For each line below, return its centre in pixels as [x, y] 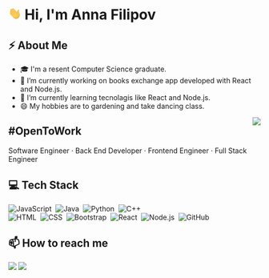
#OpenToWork [45, 131]
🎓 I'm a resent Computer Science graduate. [93, 69]
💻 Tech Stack [44, 185]
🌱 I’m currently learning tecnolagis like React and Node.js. [115, 97]
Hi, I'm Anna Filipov [90, 15]
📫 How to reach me [58, 243]
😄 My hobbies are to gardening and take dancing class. [112, 106]
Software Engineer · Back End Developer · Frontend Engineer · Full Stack [128, 151]
